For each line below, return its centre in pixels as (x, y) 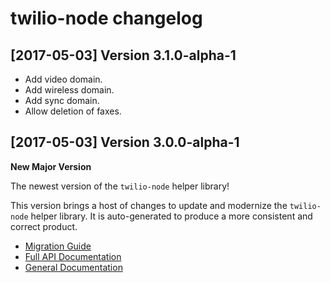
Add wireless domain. (69, 90)
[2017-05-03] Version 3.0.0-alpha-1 (125, 142)
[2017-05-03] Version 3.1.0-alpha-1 (123, 55)
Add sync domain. (62, 100)
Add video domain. (63, 79)
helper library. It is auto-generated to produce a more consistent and (171, 216)
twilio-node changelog (106, 18)
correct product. (44, 226)
